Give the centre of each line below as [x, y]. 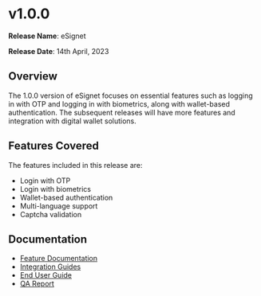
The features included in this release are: [75, 165]
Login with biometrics [55, 189]
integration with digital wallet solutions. [73, 121]
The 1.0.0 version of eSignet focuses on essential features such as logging [130, 95]
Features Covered [54, 146]
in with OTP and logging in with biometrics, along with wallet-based [119, 103]
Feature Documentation [59, 259]
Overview [33, 76]
